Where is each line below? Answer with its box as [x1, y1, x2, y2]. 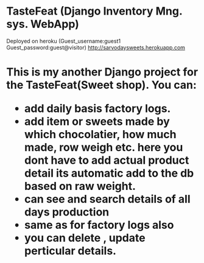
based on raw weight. [24, 180, 136, 193]
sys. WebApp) [6, 17, 79, 31]
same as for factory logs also [24, 218, 174, 232]
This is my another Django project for [6, 65, 199, 79]
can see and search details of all [24, 192, 191, 206]
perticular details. [24, 244, 117, 258]
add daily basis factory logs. [24, 102, 171, 116]
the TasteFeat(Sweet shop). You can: [6, 78, 197, 92]
